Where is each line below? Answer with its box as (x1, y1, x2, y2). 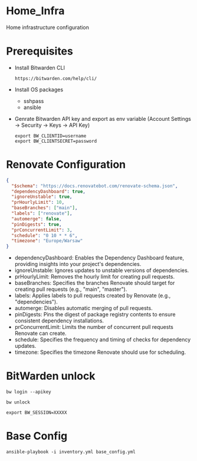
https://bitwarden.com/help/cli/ (14, 75, 97, 81)
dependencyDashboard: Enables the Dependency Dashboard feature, (14, 254, 185, 261)
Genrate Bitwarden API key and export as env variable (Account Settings (14, 115, 192, 122)
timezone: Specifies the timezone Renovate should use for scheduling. (14, 348, 186, 356)
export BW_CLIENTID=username (14, 133, 87, 139)
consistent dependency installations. (14, 317, 104, 324)
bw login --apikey (6, 389, 51, 395)
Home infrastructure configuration (6, 24, 90, 31)
